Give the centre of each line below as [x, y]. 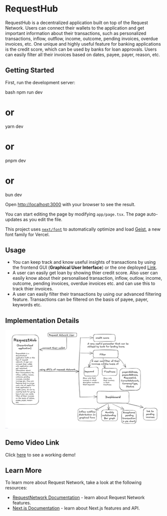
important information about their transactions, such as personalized [76, 33]
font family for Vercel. [27, 234]
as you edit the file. [43, 219]
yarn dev [14, 126]
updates [14, 219]
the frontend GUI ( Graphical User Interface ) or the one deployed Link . [85, 268]
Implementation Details [42, 321]
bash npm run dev [24, 92]
